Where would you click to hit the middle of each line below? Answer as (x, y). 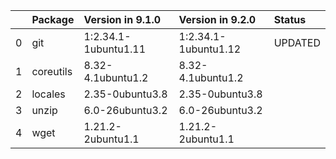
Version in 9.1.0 (122, 19)
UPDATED (297, 42)
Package (53, 19)
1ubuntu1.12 (210, 49)
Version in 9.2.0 (217, 19)
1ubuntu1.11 (115, 49)
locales (48, 94)
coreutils (52, 71)
